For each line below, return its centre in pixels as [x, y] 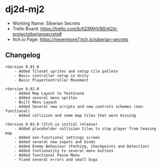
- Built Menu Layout [36, 102]
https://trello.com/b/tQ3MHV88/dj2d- [79, 28]
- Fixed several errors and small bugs [56, 159]
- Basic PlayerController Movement [52, 80]
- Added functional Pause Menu [47, 155]
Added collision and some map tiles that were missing [77, 115]
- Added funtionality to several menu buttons [64, 151]
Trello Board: [26, 28]
